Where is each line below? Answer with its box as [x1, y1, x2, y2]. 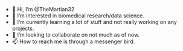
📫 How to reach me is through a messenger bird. [11, 38, 135, 45]
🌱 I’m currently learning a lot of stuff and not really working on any [11, 19, 177, 25]
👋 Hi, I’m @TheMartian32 [11, 6, 75, 13]
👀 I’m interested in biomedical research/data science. [11, 12, 145, 19]
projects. [11, 25, 34, 32]
